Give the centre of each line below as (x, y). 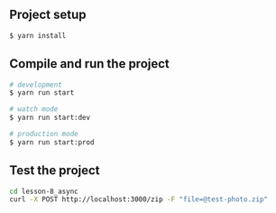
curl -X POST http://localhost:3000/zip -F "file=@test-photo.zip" (139, 199)
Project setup (48, 15)
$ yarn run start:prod (52, 142)
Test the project (55, 171)
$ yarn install (38, 35)
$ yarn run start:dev (50, 118)
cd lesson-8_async (44, 191)
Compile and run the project (89, 64)
